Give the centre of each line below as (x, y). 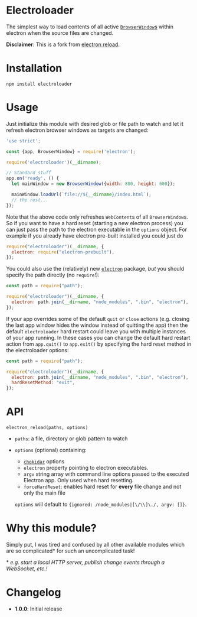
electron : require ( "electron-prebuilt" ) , (63, 252)
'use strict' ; (24, 141)
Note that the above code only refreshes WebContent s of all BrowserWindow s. (97, 217)
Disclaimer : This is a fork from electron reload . (63, 44)
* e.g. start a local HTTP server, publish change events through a (86, 563)
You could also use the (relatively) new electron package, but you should (95, 269)
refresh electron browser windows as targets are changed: (77, 130)
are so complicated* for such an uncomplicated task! (70, 551)
